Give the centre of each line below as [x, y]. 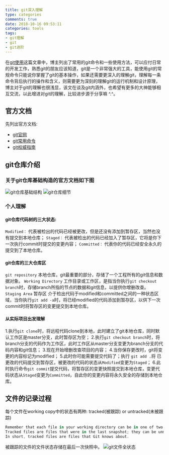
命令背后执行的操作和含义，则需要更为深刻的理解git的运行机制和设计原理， [83, 81]
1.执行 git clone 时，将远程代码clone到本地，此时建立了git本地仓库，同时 [80, 331]
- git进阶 [15, 47]
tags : [11, 33]
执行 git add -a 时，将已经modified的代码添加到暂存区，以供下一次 [92, 300]
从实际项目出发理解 [25, 319]
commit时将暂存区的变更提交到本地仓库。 [48, 306]
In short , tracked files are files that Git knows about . [67, 437]
